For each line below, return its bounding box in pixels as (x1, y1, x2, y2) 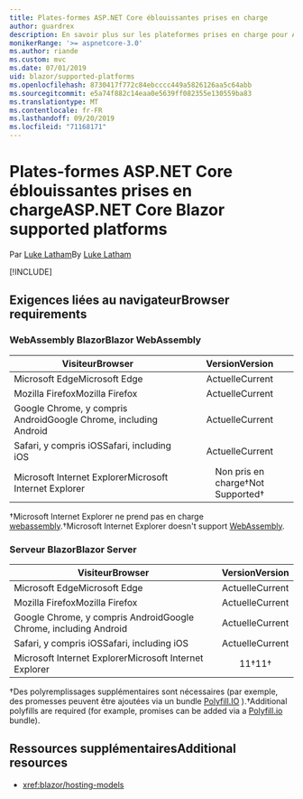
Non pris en (215, 465, 264, 477)
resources (9, 756, 68, 771)
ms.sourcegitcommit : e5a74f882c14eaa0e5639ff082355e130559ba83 (9, 89, 252, 98)
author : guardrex (9, 22, 75, 31)
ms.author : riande (9, 47, 78, 56)
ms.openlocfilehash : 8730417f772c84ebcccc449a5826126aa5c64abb (9, 80, 252, 89)
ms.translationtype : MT (9, 97, 99, 107)
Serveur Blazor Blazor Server (9, 543, 137, 556)
